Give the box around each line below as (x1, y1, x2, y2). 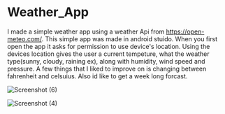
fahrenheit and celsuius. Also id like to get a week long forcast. (7, 71, 188, 80)
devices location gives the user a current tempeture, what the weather (7, 50, 210, 58)
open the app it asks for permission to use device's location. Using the (7, 42, 210, 50)
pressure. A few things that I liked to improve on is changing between (7, 64, 207, 73)
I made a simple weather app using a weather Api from (7, 27, 165, 36)
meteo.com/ (7, 34, 42, 43)
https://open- (166, 27, 205, 36)
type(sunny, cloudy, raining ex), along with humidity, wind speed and (7, 57, 205, 65)
